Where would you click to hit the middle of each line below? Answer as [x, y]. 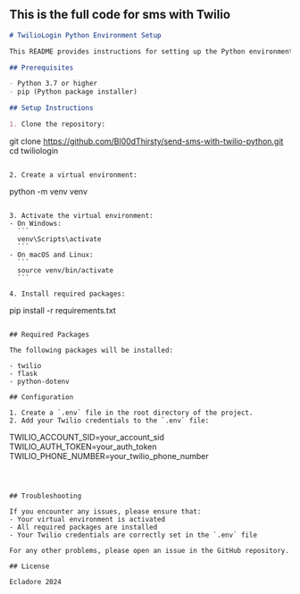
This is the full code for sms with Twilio [120, 15]
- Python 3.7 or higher [54, 84]
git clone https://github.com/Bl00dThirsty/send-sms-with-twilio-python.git [146, 141]
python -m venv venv [48, 191]
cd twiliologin [34, 150]
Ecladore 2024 [36, 581]
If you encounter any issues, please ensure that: [105, 511]
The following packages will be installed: [92, 350]
